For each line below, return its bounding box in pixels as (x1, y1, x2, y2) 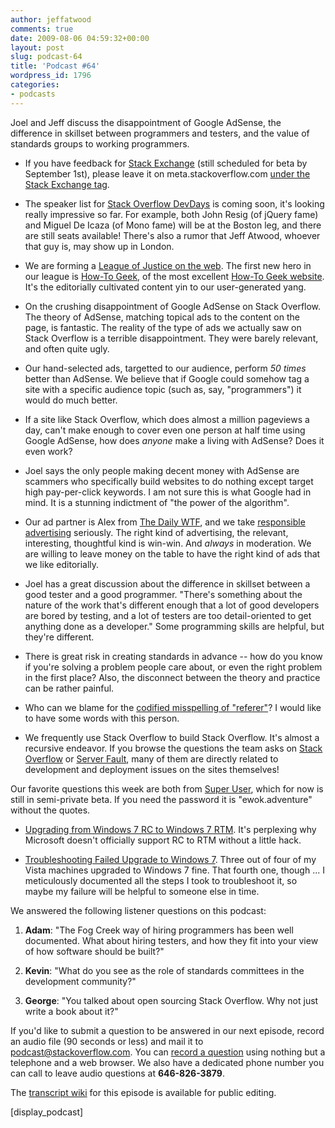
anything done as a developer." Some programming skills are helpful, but (24, 620, 325, 632)
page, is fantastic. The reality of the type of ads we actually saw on (24, 321, 302, 333)
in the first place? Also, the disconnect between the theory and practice (24, 671, 321, 683)
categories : (10, 80, 60, 90)
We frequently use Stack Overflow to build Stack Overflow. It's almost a (24, 731, 320, 743)
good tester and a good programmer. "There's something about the (24, 588, 303, 600)
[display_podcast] (10, 1106, 84, 1118)
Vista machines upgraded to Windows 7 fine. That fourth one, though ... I (24, 864, 325, 876)
